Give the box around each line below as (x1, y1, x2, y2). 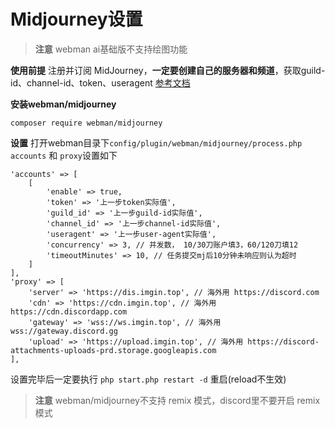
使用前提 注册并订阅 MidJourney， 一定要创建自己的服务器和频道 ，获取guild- (10, 64, 326, 76)
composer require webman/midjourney (10, 118, 163, 128)
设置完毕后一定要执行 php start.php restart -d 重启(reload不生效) (10, 373, 287, 385)
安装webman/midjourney (10, 98, 117, 110)
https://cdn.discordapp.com (10, 306, 128, 317)
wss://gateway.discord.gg (10, 326, 118, 336)
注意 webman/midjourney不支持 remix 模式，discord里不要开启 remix (34, 394, 321, 406)
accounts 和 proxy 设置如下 (10, 149, 118, 161)
